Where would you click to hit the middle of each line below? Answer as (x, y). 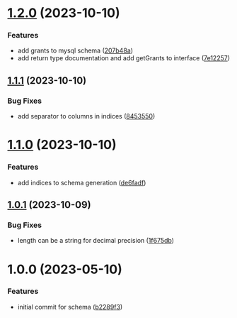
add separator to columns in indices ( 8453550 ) (86, 116)
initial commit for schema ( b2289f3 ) (70, 307)
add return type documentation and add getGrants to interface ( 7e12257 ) (124, 58)
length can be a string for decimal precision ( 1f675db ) (96, 241)
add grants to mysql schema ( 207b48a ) (75, 50)
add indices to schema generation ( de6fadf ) (82, 182)
